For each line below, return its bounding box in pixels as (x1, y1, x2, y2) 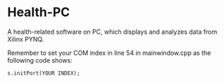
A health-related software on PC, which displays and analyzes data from (7, 27, 218, 36)
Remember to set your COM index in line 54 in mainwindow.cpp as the (7, 49, 211, 57)
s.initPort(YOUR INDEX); (7, 70, 80, 77)
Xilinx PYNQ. (7, 34, 44, 43)
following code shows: (7, 56, 73, 64)
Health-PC (7, 4, 70, 20)
